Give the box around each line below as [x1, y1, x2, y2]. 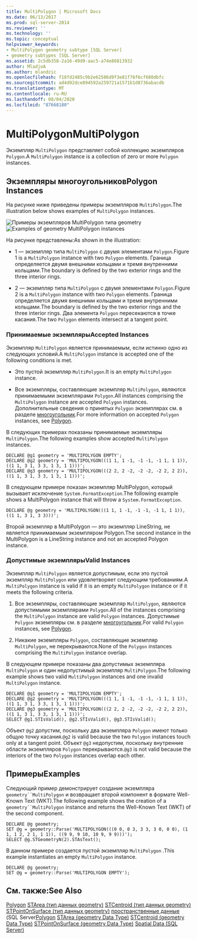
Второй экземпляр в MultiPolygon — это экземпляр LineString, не [6, 523, 171, 530]
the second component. [6, 809, 64, 817]
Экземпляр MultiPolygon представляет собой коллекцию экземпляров [6, 147, 184, 154]
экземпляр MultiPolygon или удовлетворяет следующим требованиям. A [6, 576, 188, 583]
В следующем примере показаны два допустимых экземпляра [6, 660, 165, 667]
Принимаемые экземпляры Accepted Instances [6, 331, 149, 339]
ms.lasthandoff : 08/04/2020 [6, 96, 75, 102]
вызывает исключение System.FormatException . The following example [6, 490, 179, 497]
